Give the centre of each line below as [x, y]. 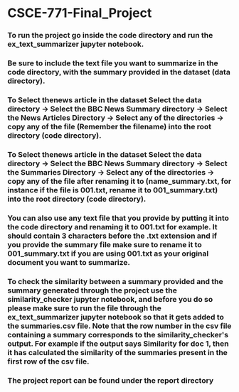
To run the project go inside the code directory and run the [110, 36]
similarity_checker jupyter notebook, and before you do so [110, 299]
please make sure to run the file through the [84, 308]
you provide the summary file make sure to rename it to [105, 244]
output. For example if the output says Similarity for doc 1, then [118, 344]
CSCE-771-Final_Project [80, 13]
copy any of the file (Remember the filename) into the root [110, 126]
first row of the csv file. [49, 361]
